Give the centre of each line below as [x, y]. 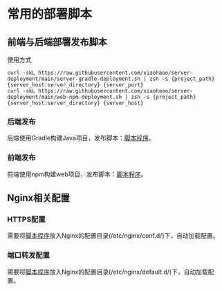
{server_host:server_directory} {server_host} [75, 103]
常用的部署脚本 [50, 14]
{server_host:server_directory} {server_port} [75, 85]
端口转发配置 [29, 255]
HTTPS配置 [27, 219]
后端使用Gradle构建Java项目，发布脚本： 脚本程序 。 [81, 138]
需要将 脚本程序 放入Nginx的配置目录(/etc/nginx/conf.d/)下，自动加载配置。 [113, 236]
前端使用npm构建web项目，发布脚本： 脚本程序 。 [77, 174]
